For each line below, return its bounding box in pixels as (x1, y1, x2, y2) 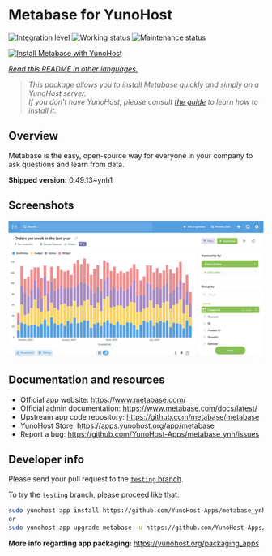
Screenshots (8, 199, 74, 213)
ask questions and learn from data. (8, 159, 125, 169)
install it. (28, 106, 57, 115)
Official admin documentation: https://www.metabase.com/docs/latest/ (19, 403, 257, 413)
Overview (8, 129, 59, 143)
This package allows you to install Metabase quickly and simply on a (28, 80, 259, 89)
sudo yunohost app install (8, 506, 100, 515)
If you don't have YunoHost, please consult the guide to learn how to (28, 97, 259, 106)
